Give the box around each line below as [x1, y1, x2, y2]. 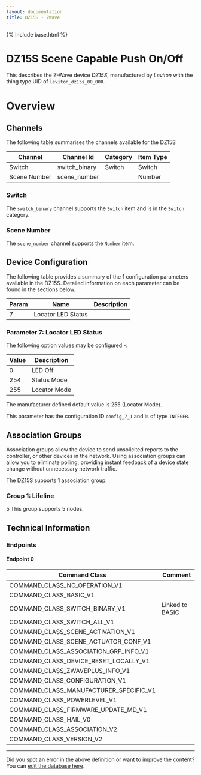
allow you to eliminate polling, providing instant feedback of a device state [6, 459, 189, 466]
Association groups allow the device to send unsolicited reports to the [6, 445, 178, 453]
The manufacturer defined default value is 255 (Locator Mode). [6, 401, 162, 408]
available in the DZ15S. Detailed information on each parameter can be [6, 279, 180, 286]
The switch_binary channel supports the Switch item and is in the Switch [6, 205, 185, 212]
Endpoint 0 [6, 556, 34, 563]
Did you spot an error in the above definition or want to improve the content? [6, 756, 195, 763]
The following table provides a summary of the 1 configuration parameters [6, 273, 189, 280]
